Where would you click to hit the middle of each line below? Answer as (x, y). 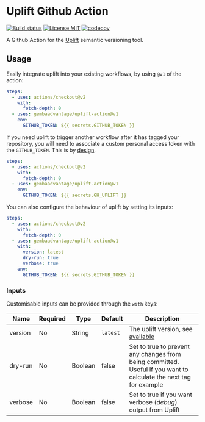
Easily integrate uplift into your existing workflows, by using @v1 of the (94, 74)
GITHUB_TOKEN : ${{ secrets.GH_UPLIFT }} (74, 195)
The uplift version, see (161, 329)
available (142, 337)
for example (146, 384)
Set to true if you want (161, 395)
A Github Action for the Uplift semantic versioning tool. (75, 40)
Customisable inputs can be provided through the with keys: (82, 304)
